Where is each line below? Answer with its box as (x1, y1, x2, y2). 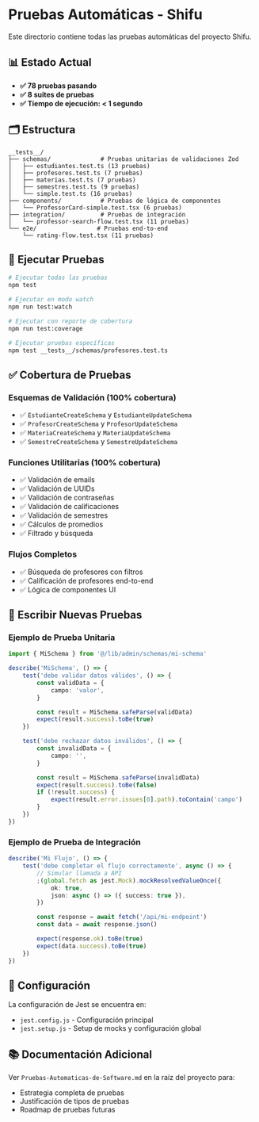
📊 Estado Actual (8, 56, 92, 69)
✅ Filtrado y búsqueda (19, 529, 93, 538)
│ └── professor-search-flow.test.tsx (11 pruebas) (8, 217, 190, 225)
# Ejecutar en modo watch (8, 296, 93, 304)
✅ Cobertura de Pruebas (8, 368, 131, 381)
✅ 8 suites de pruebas (19, 90, 95, 99)
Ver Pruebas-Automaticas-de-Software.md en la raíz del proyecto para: (8, 1073, 235, 1082)
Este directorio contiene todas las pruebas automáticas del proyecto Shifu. (8, 32, 252, 41)
